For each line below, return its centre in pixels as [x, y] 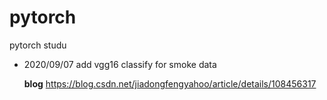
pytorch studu [38, 45]
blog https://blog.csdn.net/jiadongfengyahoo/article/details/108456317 [170, 83]
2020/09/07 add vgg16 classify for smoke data [120, 64]
